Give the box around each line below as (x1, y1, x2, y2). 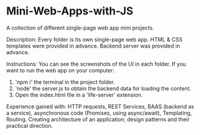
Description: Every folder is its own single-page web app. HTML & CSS (6, 36, 183, 43)
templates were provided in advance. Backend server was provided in (6, 42, 180, 49)
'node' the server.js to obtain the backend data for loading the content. (15, 84, 192, 92)
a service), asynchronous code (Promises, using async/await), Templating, (6, 109, 192, 116)
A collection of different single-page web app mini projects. (6, 24, 154, 31)
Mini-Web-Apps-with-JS (6, 4, 134, 18)
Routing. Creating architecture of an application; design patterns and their (6, 116, 190, 123)
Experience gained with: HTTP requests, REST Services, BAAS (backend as (6, 102, 195, 110)
